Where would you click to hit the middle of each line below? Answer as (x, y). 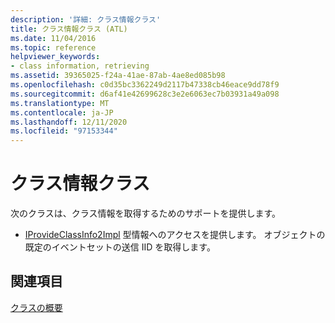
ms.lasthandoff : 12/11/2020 (69, 122)
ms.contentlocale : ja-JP (62, 112)
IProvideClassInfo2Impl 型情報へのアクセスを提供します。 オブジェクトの (175, 235)
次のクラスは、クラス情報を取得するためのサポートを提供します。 (146, 213)
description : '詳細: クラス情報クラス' (86, 19)
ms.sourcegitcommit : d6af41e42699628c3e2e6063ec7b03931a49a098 (145, 94)
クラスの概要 (36, 307)
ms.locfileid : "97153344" (64, 131)
